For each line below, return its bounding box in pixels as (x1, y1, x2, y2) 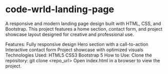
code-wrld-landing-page (5, 4, 115, 15)
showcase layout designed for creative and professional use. (5, 31, 135, 37)
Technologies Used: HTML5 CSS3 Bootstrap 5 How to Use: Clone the (5, 52, 153, 58)
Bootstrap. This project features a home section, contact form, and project (5, 26, 163, 32)
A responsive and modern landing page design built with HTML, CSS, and (5, 20, 161, 27)
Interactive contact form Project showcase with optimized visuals (5, 46, 143, 53)
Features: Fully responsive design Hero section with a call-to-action (5, 41, 149, 47)
